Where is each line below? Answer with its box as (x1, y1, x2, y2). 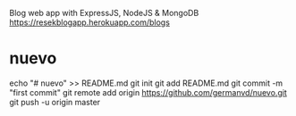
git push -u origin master (9, 96, 101, 107)
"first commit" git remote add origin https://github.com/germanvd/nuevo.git (9, 87, 288, 97)
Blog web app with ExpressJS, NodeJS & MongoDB (9, 8, 199, 18)
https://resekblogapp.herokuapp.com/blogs (9, 17, 170, 28)
